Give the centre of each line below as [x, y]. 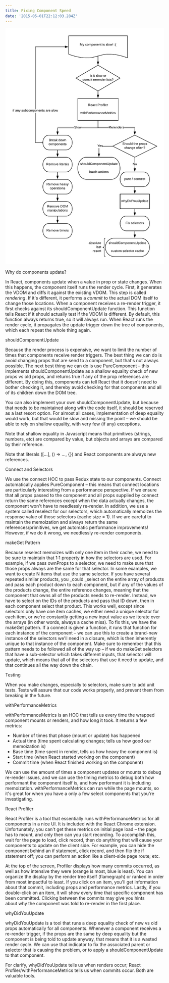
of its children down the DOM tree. [41, 393]
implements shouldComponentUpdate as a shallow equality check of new [82, 371]
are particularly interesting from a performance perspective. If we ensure [81, 490]
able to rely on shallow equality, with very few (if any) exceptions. [73, 424]
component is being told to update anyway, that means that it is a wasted [81, 939]
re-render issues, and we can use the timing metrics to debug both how [80, 777]
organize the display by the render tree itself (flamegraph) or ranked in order [84, 877]
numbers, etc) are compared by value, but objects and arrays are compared [84, 439]
